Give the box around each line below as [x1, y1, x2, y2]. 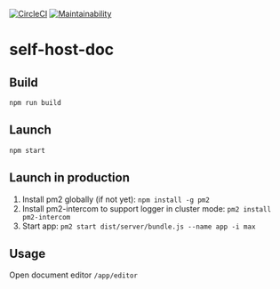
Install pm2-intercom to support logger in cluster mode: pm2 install [21, 203, 272, 213]
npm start [9, 146, 46, 155]
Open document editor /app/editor [9, 269, 139, 280]
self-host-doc [9, 40, 115, 60]
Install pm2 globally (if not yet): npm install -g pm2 [21, 194, 211, 205]
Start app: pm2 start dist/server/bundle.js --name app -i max [21, 221, 256, 231]
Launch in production [9, 170, 131, 186]
